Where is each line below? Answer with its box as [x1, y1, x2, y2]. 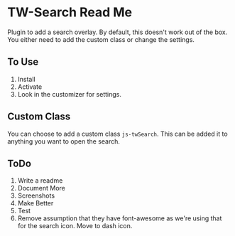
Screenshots [17, 191, 55, 200]
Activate [17, 82, 43, 91]
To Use [7, 56, 39, 68]
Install [17, 75, 35, 83]
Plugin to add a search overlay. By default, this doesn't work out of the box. [7, 28, 228, 36]
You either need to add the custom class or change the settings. [7, 35, 195, 43]
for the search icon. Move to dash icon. [17, 222, 133, 230]
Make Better [17, 199, 54, 208]
